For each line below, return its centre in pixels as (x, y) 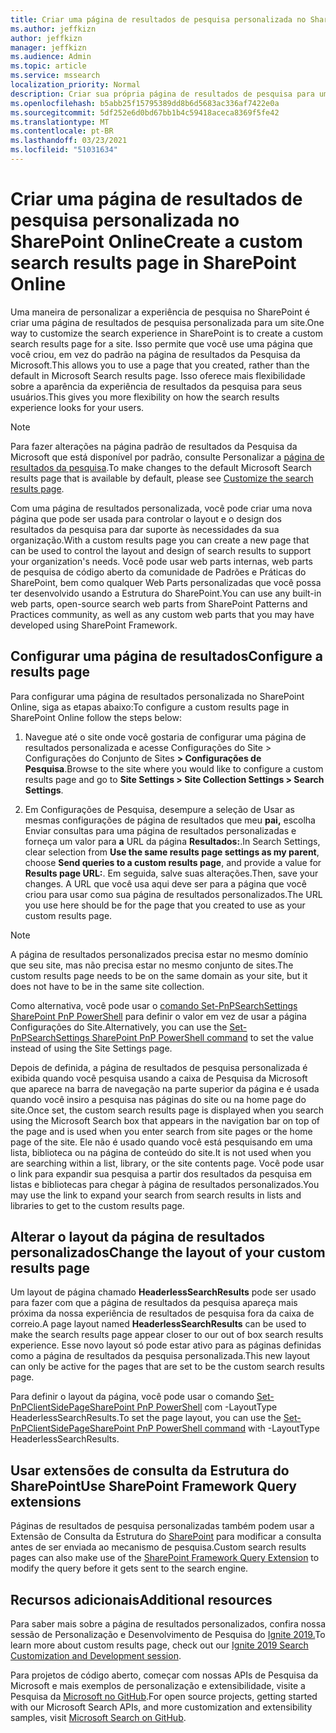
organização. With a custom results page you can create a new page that (160, 540)
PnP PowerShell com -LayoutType (207, 1407)
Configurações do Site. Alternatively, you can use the (119, 1027)
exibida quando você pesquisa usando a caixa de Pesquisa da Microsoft (159, 1078)
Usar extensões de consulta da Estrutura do (150, 1470)
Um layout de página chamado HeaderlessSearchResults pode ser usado (163, 1292)
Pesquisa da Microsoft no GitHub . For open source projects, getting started (164, 1697)
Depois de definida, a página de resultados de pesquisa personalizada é (159, 1067)
